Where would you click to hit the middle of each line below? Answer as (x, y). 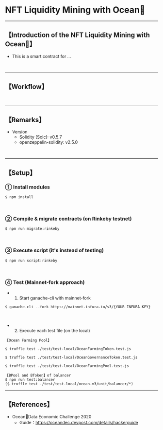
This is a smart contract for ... (41, 56)
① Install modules (27, 187)
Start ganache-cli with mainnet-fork (55, 298)
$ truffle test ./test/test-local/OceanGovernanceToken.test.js (71, 357)
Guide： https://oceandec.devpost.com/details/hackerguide (79, 422)
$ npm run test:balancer (30, 379)
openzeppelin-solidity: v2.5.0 (49, 142)
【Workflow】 (27, 87)
